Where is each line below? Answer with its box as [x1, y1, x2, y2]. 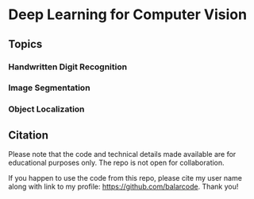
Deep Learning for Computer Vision [8, 6, 248, 24]
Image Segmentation [8, 82, 90, 93]
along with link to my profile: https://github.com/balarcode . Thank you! [8, 181, 239, 192]
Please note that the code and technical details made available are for [8, 150, 237, 159]
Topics [8, 37, 43, 51]
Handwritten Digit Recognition [8, 61, 128, 72]
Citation [8, 128, 49, 142]
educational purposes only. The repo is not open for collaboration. [8, 158, 225, 168]
